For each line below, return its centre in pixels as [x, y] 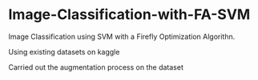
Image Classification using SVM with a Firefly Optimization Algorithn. [122, 36]
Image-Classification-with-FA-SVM [129, 15]
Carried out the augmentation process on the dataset [96, 67]
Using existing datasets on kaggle [64, 51]
